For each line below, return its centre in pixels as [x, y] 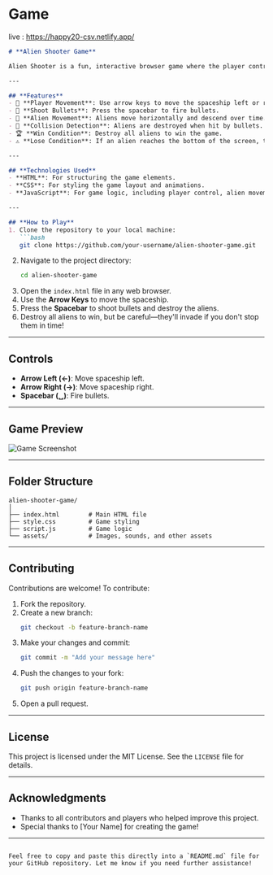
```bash [32, 237]
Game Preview [46, 429]
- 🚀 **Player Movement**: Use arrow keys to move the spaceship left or [134, 103]
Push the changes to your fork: [72, 673]
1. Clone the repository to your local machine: [92, 230]
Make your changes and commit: [75, 642]
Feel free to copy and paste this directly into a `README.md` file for [134, 856]
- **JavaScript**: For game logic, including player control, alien [127, 193]
